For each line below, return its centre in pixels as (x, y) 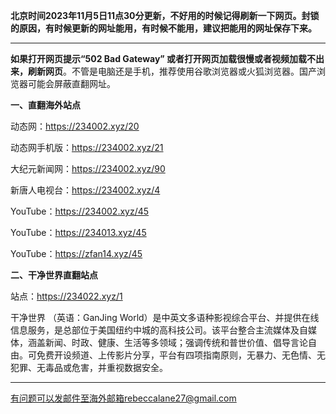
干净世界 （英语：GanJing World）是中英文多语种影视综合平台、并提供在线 (165, 317)
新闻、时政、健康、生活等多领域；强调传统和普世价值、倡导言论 (176, 342)
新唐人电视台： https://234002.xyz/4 (85, 190)
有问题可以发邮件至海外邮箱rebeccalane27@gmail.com (123, 398)
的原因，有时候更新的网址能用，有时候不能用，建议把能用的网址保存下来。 (163, 28)
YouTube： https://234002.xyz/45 (80, 211)
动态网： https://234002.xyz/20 (75, 126)
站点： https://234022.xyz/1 (66, 296)
